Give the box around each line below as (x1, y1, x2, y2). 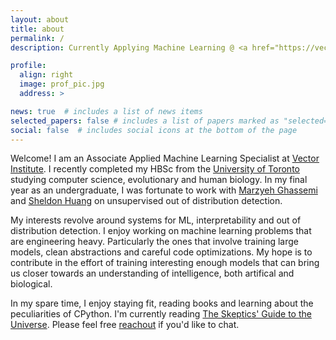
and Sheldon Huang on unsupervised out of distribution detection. (10, 195, 283, 207)
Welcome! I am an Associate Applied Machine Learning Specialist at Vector (10, 152, 320, 165)
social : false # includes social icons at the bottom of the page (10, 125, 298, 135)
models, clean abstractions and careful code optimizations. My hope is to (10, 246, 313, 258)
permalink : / (10, 33, 65, 43)
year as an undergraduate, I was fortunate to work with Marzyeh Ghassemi (10, 184, 318, 196)
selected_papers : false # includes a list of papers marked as (10, 116, 280, 126)
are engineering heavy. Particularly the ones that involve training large (10, 236, 300, 248)
